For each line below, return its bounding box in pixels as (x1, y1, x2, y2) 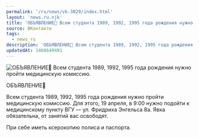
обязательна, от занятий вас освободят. (6, 112, 108, 119)
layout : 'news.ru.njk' (6, 14, 63, 20)
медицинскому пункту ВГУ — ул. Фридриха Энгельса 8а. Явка (6, 105, 166, 113)
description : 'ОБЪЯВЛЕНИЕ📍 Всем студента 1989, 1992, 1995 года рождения (6, 42, 194, 48)
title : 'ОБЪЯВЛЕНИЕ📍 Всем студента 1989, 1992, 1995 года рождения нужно (6, 20, 194, 26)
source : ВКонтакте (6, 25, 52, 32)
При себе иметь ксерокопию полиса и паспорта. (6, 123, 131, 131)
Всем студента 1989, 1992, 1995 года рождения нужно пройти (6, 93, 164, 100)
